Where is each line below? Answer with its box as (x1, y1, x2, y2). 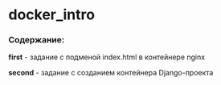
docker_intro (8, 6, 95, 24)
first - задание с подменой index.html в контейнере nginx (8, 52, 206, 62)
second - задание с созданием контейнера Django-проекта (8, 68, 214, 78)
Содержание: (8, 34, 65, 46)
